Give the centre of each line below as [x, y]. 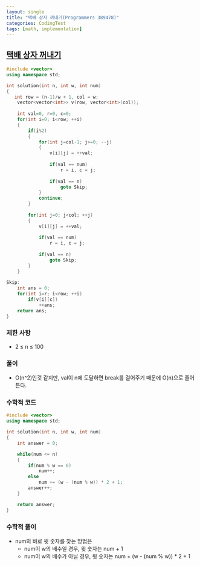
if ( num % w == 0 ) [50, 466]
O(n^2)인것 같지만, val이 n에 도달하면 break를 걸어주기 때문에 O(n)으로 [99, 378]
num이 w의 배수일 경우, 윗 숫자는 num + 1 [73, 548]
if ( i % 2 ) [37, 131]
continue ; [51, 198]
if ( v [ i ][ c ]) [43, 300]
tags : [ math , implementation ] [44, 29]
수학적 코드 [21, 403]
